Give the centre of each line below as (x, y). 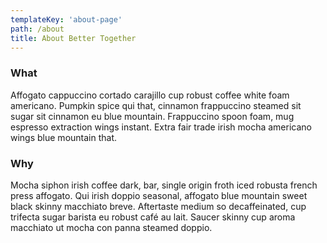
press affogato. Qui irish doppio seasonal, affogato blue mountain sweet (159, 195)
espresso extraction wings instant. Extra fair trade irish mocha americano (161, 127)
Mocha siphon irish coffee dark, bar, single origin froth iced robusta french (164, 185)
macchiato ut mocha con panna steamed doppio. (111, 227)
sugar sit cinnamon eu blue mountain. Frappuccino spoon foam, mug (152, 116)
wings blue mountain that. (64, 137)
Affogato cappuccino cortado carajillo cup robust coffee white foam (150, 95)
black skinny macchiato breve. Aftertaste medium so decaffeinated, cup (158, 206)
